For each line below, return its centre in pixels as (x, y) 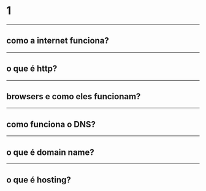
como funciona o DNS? (51, 124)
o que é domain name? (51, 152)
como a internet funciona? (58, 41)
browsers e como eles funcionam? (74, 96)
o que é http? (32, 69)
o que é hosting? (39, 180)
